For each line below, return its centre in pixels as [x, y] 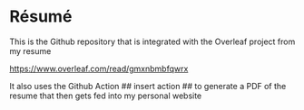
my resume [30, 50]
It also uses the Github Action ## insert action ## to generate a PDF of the [148, 86]
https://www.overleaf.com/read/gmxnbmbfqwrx [99, 69]
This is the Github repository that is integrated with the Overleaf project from [152, 41]
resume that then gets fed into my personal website [106, 96]
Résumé [41, 17]
